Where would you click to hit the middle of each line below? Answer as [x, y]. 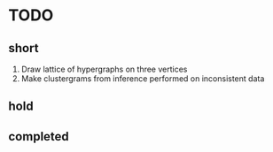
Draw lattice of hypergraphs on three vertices [104, 69]
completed [39, 137]
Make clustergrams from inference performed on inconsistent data [143, 79]
